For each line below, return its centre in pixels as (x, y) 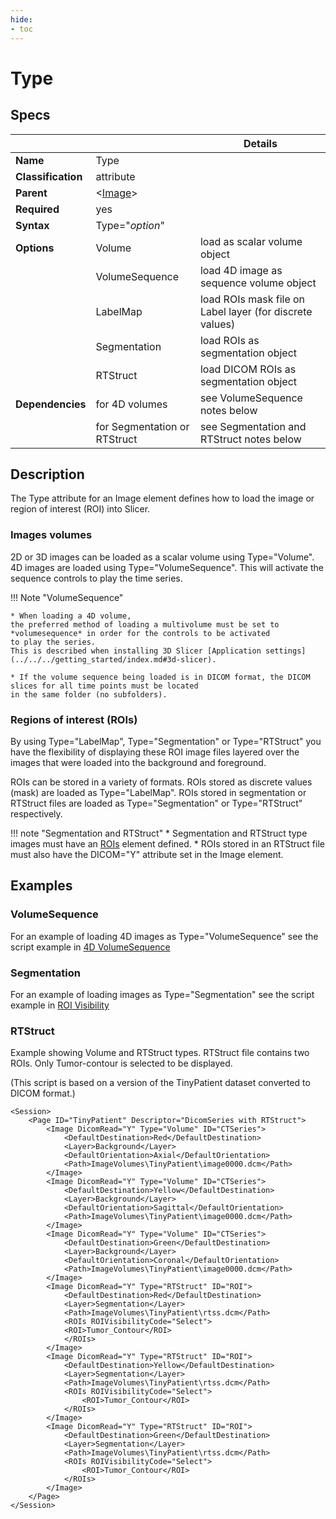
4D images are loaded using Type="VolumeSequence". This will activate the (167, 567)
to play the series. (53, 642)
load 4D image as (241, 270)
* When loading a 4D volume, (71, 616)
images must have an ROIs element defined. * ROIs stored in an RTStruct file (167, 843)
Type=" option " (130, 225)
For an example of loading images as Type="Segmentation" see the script (162, 994)
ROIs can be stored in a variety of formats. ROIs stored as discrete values (161, 782)
